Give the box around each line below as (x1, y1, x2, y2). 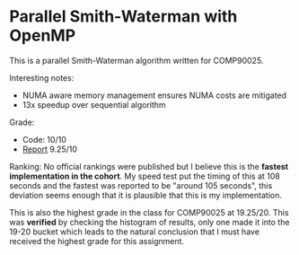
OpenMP (9, 25, 76, 46)
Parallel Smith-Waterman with (9, 6, 238, 27)
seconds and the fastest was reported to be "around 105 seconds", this (9, 180, 273, 190)
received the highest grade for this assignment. (9, 235, 185, 246)
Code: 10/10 (22, 134, 67, 145)
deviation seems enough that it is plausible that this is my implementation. (9, 189, 283, 200)
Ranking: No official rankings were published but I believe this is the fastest (9, 161, 289, 171)
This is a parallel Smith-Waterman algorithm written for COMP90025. (9, 55, 264, 66)
